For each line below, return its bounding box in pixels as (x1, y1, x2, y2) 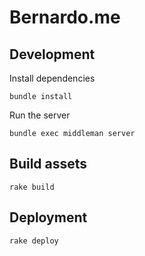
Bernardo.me (9, 6, 121, 29)
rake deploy (9, 236, 59, 246)
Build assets (9, 156, 88, 173)
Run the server (9, 109, 71, 121)
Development (9, 46, 96, 63)
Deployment (9, 209, 88, 226)
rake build (9, 182, 55, 192)
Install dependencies (9, 72, 96, 84)
